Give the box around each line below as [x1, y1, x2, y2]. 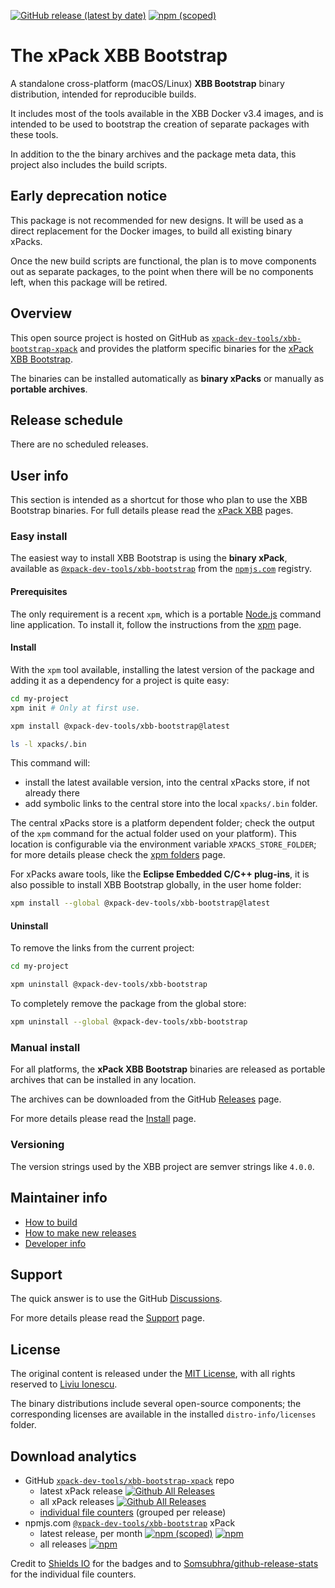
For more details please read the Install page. [10, 1113, 197, 1125]
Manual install [10, 1041, 81, 1055]
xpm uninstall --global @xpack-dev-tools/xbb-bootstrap [10, 1017, 248, 1027]
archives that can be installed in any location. [10, 1074, 197, 1086]
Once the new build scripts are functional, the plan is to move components [10, 255, 317, 267]
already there [24, 787, 80, 799]
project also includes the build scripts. [10, 158, 168, 170]
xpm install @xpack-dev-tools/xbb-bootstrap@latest [10, 721, 230, 731]
